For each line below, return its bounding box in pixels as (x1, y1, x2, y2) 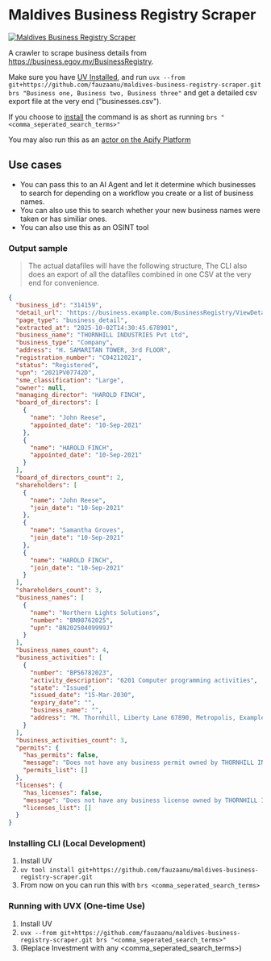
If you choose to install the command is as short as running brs (8, 111, 218, 122)
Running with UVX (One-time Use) (8, 900, 145, 912)
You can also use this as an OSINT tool (19, 222, 149, 232)
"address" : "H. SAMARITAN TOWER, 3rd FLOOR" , (15, 346, 172, 354)
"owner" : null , (15, 383, 67, 392)
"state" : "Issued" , (29, 683, 95, 692)
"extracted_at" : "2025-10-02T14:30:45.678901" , (15, 324, 179, 332)
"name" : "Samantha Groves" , (29, 526, 125, 534)
